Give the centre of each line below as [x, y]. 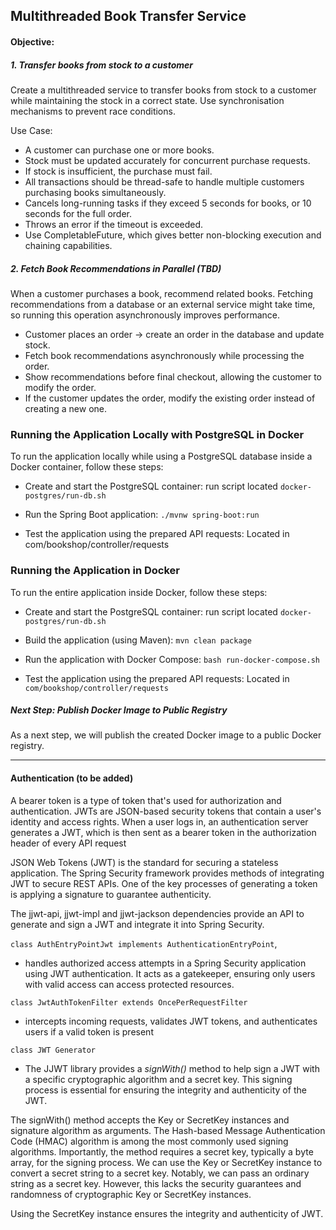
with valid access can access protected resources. [129, 984]
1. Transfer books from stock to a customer [101, 65]
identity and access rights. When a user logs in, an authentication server [159, 821]
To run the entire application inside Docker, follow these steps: [139, 592]
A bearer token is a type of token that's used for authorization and [146, 800]
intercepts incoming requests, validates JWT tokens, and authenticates [171, 1021]
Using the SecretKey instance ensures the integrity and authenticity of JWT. [167, 1213]
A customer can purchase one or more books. [119, 150]
